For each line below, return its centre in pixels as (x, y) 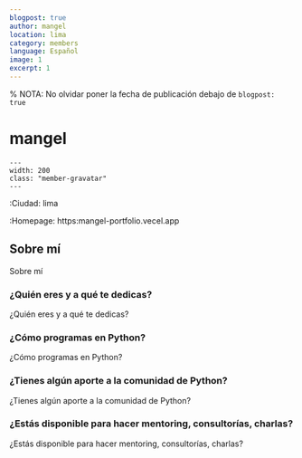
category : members (44, 43)
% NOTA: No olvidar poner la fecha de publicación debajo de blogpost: (142, 94)
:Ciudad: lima (34, 203)
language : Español (44, 52)
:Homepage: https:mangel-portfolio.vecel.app (94, 220)
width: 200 (30, 170)
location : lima (38, 34)
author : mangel (38, 26)
